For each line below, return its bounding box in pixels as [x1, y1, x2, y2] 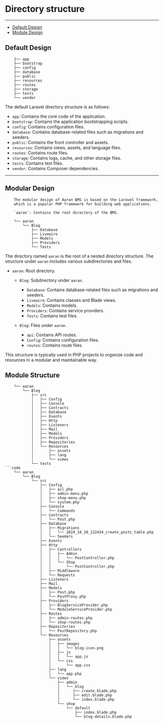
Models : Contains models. [26, 302, 78, 308]
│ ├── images [48, 641, 80, 647]
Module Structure [5, 371, 60, 379]
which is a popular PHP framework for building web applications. [14, 201, 152, 206]
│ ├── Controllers [40, 547, 82, 552]
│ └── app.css [48, 663, 91, 668]
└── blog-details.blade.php [75, 714, 132, 719]
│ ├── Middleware [40, 569, 80, 574]
